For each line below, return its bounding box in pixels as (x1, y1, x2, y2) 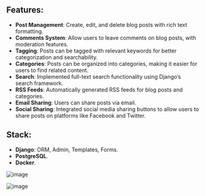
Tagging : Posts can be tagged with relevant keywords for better (15, 47, 177, 54)
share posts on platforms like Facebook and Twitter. (15, 112, 146, 119)
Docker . (15, 159, 36, 166)
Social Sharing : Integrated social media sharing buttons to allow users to (15, 105, 199, 112)
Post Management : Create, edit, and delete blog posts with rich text (15, 21, 188, 28)
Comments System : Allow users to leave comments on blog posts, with (15, 34, 196, 42)
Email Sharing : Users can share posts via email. (15, 99, 136, 106)
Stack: (6, 129, 32, 140)
